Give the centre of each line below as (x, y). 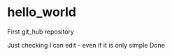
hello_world (42, 12)
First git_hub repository (41, 31)
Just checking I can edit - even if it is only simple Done (86, 45)
